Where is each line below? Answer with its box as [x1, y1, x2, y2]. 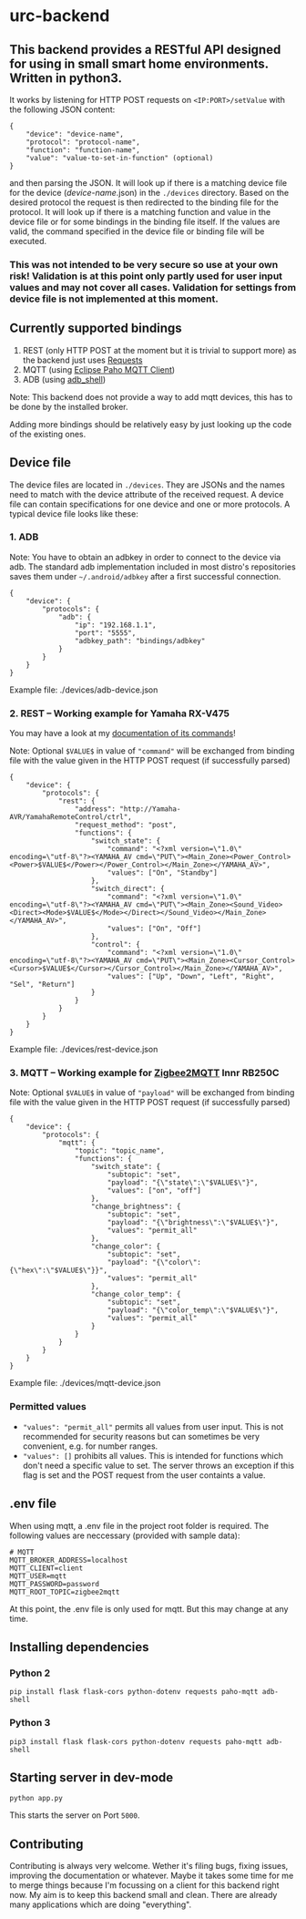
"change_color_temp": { [90, 1290, 181, 1299]
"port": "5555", [74, 628, 137, 638]
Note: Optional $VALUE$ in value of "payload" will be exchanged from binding [9, 1087, 295, 1098]
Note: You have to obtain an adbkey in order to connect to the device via [9, 551, 281, 562]
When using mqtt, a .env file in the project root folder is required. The [9, 1520, 270, 1531]
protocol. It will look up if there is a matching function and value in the [9, 207, 271, 217]
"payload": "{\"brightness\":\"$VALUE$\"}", [107, 1218, 280, 1227]
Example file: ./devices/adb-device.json [9, 684, 158, 695]
